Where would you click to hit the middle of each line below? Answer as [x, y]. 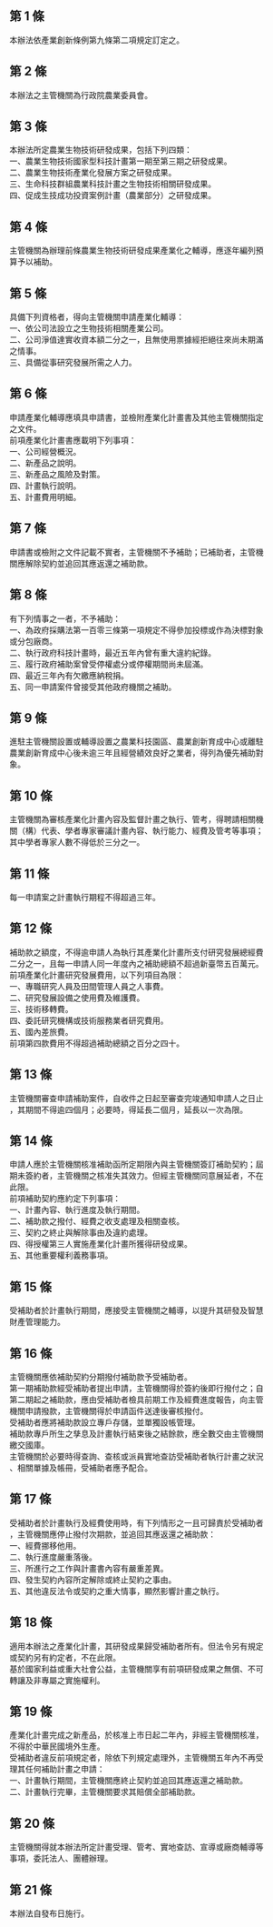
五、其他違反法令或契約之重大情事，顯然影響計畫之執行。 [117, 1591]
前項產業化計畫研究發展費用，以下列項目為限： [97, 975]
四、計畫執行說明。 [45, 486]
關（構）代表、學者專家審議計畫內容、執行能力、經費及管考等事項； [136, 831]
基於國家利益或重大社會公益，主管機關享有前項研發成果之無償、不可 [136, 1669]
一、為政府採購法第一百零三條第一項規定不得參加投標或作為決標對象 [136, 629]
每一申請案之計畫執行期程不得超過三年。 [85, 897]
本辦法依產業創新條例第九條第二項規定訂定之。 [97, 40]
